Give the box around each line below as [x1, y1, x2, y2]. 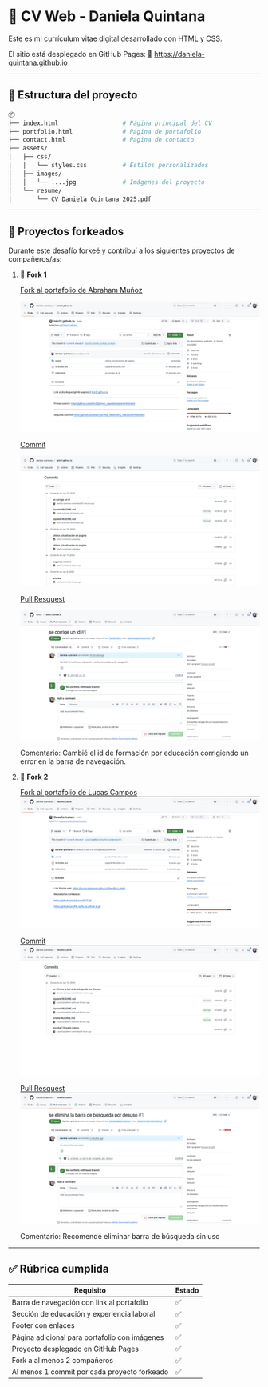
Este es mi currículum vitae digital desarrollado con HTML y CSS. [8, 34, 223, 43]
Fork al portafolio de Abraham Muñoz [19, 286, 143, 295]
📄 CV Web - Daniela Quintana [8, 7, 206, 26]
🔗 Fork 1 [19, 270, 47, 279]
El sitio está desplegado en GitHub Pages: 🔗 [8, 49, 153, 58]
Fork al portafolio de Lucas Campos [19, 788, 138, 797]
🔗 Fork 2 [19, 772, 49, 782]
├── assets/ [8, 144, 48, 153]
